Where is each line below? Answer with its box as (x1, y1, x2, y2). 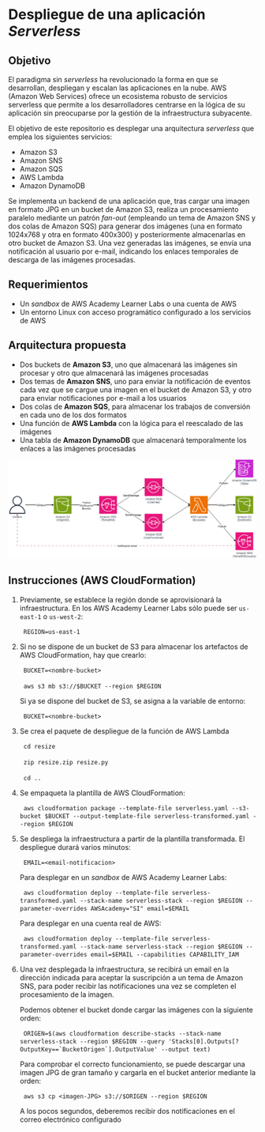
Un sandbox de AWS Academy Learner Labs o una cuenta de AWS (19, 299, 237, 308)
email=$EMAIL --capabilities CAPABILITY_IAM (90, 950, 239, 958)
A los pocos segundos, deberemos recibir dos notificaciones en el (19, 1106, 235, 1115)
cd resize (23, 742, 56, 750)
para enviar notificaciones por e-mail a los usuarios (19, 393, 187, 402)
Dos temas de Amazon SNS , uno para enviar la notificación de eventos (19, 376, 251, 386)
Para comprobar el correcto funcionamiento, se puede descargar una (19, 1059, 246, 1069)
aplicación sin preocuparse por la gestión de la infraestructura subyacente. (8, 108, 252, 118)
